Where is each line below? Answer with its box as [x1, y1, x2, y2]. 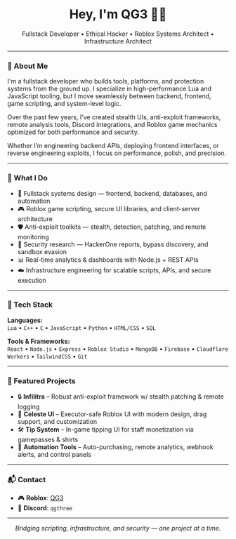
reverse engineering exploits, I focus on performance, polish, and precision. [7, 149, 227, 157]
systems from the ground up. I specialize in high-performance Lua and [7, 84, 212, 93]
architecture [17, 214, 53, 223]
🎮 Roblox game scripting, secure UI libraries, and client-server [17, 204, 200, 213]
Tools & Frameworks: [7, 337, 70, 345]
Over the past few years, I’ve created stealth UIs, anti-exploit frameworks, [7, 113, 221, 121]
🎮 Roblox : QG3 [17, 494, 64, 503]
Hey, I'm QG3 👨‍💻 [69, 6, 167, 22]
